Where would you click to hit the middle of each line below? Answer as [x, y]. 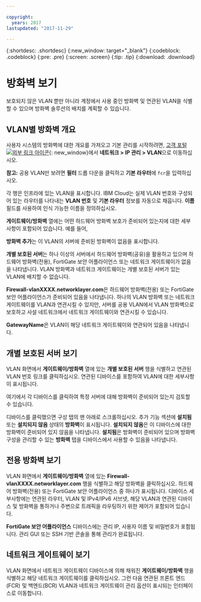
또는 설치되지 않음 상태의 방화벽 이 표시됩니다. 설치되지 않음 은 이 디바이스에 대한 [99, 424]
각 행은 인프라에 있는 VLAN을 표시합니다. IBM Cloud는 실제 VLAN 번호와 [91, 193]
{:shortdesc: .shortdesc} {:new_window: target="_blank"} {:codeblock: [94, 51]
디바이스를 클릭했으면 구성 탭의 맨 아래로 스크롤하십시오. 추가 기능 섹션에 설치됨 [99, 417]
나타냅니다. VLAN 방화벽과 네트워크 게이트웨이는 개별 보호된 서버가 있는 [96, 269]
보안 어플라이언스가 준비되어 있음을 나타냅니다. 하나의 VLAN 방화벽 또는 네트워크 [100, 297]
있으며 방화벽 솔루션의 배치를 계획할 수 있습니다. [75, 108]
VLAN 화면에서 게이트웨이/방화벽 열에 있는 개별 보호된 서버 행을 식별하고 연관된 [99, 368]
